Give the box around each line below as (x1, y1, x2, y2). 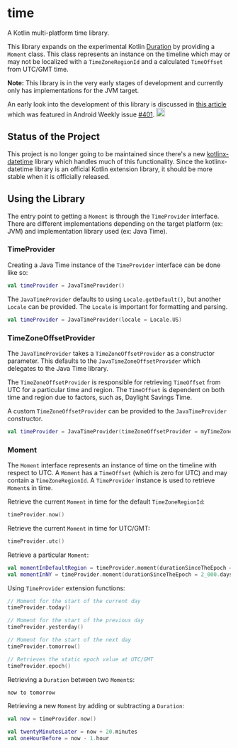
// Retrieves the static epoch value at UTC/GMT (7, 656, 154, 663)
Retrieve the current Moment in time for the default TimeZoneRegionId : (7, 497, 205, 506)
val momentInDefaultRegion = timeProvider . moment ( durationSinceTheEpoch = (7, 564, 233, 571)
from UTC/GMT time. (7, 65, 69, 73)
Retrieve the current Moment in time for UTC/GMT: (7, 524, 150, 532)
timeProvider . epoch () (7, 662, 72, 669)
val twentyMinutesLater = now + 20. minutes (7, 728, 138, 736)
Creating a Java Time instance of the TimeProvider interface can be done (7, 261, 221, 269)
